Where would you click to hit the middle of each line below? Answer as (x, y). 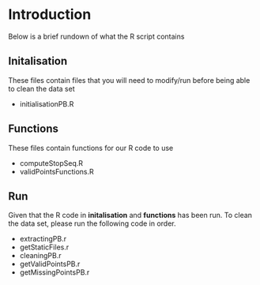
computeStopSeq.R (51, 163)
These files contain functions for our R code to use (91, 148)
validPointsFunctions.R (57, 171)
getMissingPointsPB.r (55, 272)
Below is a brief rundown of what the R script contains (96, 36)
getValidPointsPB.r (50, 264)
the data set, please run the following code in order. (92, 223)
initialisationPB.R (47, 103)
